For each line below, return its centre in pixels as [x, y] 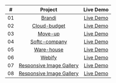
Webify [49, 57]
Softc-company [49, 42]
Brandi [49, 18]
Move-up [49, 34]
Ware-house [49, 50]
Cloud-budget [49, 26]
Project [49, 10]
